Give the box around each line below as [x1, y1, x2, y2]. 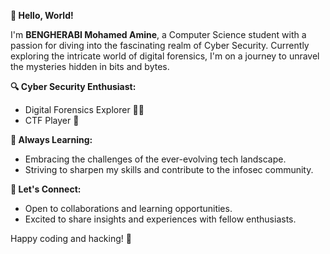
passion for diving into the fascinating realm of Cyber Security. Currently [10, 40, 310, 51]
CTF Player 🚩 [24, 115, 80, 126]
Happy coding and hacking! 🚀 [10, 233, 132, 244]
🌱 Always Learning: [10, 134, 93, 145]
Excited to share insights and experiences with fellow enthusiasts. [24, 213, 297, 225]
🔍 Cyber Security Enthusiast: [10, 81, 137, 92]
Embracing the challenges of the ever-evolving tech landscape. [24, 153, 287, 165]
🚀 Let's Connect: [10, 183, 82, 195]
